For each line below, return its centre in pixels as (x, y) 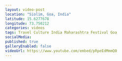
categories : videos (25, 28)
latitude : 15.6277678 (27, 19)
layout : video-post (25, 10)
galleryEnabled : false (28, 46)
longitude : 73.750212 (27, 23)
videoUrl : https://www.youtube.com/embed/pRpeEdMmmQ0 (61, 51)
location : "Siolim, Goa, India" (38, 14)
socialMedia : (18, 37)
